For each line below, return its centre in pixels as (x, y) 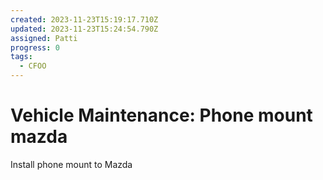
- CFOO (33, 66)
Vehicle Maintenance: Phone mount (161, 115)
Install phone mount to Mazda (71, 164)
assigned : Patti (44, 38)
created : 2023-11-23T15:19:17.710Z (84, 19)
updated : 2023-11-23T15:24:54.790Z (84, 29)
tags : (21, 57)
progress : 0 (35, 47)
